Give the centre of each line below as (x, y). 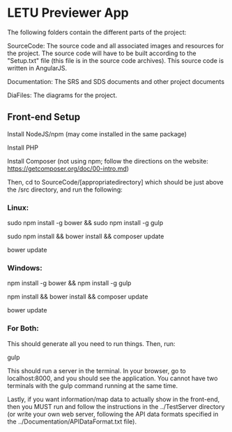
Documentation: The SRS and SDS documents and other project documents (116, 81)
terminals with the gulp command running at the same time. (93, 385)
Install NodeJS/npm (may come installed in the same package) (97, 134)
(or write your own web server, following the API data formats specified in (113, 414)
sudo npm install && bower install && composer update (86, 236)
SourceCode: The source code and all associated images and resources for (116, 45)
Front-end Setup (44, 117)
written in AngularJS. (37, 68)
